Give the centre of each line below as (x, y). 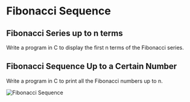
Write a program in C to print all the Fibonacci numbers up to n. (84, 81)
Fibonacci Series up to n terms (65, 33)
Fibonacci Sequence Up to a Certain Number (92, 66)
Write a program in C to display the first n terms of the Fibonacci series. (95, 47)
